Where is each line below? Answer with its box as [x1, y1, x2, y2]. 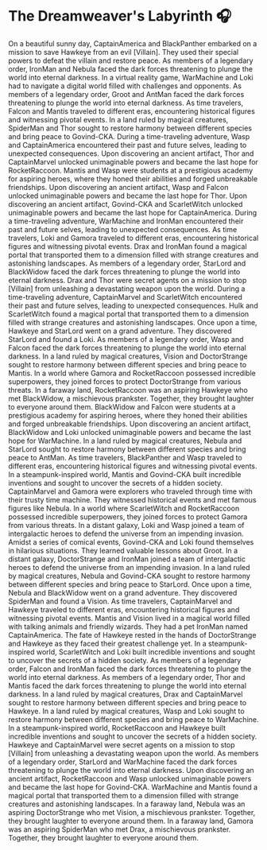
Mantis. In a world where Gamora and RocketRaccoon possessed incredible [8, 368, 256, 378]
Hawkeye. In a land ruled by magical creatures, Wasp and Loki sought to [8, 706, 245, 716]
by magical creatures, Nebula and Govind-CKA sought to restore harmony [8, 571, 250, 580]
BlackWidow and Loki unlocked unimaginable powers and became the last [8, 427, 252, 437]
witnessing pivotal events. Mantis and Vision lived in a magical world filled [8, 613, 250, 623]
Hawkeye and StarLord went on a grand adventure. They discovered [8, 326, 232, 336]
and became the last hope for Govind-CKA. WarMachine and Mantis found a [8, 782, 258, 792]
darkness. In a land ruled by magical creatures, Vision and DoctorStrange [8, 351, 248, 361]
